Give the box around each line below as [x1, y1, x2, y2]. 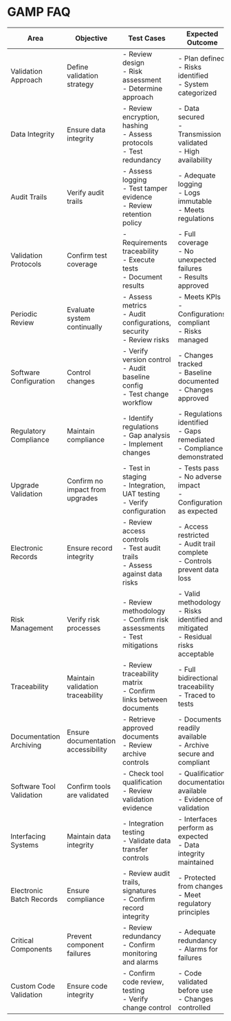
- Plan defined [177, 53, 225, 63]
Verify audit [67, 187, 104, 197]
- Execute [122, 255, 155, 264]
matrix [122, 677, 143, 687]
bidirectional [177, 673, 219, 682]
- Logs [177, 187, 201, 197]
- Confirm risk [122, 614, 169, 624]
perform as [177, 823, 214, 832]
